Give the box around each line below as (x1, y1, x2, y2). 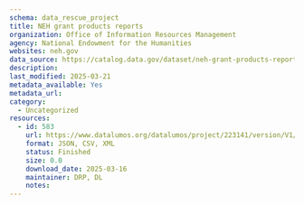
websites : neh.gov (9, 47, 79, 56)
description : (9, 64, 59, 73)
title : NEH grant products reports (9, 22, 144, 31)
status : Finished (25, 147, 91, 156)
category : (9, 97, 47, 107)
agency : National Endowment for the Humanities (9, 38, 193, 48)
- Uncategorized (17, 106, 79, 115)
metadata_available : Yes (9, 80, 103, 89)
